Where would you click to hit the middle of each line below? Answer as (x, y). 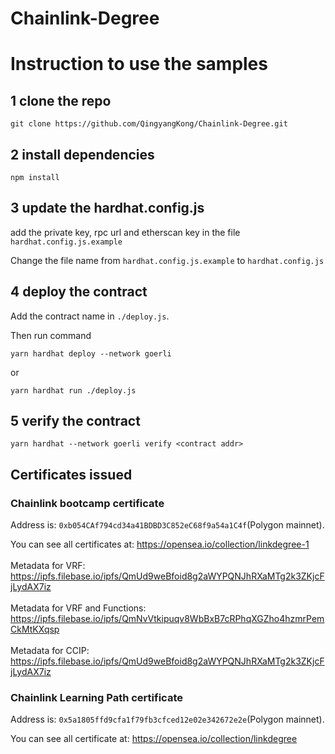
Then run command (51, 335)
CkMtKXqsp (35, 629)
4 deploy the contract (79, 292)
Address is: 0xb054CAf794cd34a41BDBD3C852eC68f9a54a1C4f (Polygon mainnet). (167, 525)
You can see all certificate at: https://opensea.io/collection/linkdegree (154, 739)
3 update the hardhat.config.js (107, 208)
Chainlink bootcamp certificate (87, 503)
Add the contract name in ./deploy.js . (90, 316)
